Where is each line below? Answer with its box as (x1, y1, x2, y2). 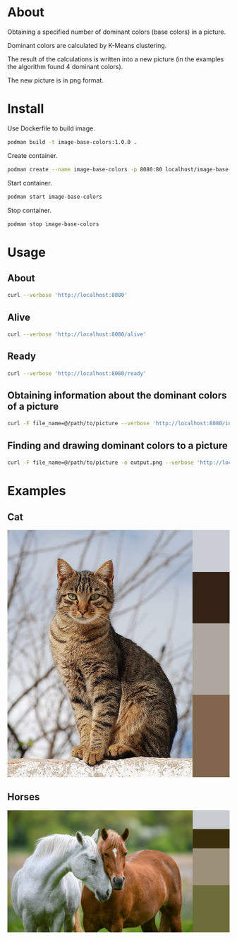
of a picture (7, 401, 59, 413)
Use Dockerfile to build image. (7, 124, 95, 133)
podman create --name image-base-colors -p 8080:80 (7, 166, 162, 173)
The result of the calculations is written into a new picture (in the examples (7, 54, 224, 63)
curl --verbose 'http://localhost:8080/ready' (7, 370, 147, 377)
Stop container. (7, 206, 51, 214)
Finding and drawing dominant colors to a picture (7, 439, 228, 451)
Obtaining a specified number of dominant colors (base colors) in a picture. (7, 28, 226, 36)
